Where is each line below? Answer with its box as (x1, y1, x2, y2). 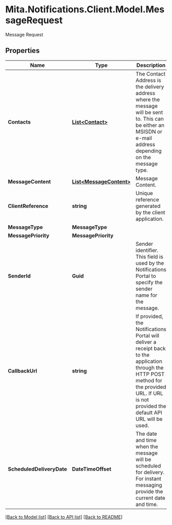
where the (135, 96, 160, 103)
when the (135, 443, 158, 450)
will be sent (135, 109, 163, 116)
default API (135, 409, 162, 416)
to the (135, 351, 150, 358)
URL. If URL (135, 390, 163, 397)
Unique (135, 189, 154, 197)
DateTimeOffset (72, 465, 112, 473)
